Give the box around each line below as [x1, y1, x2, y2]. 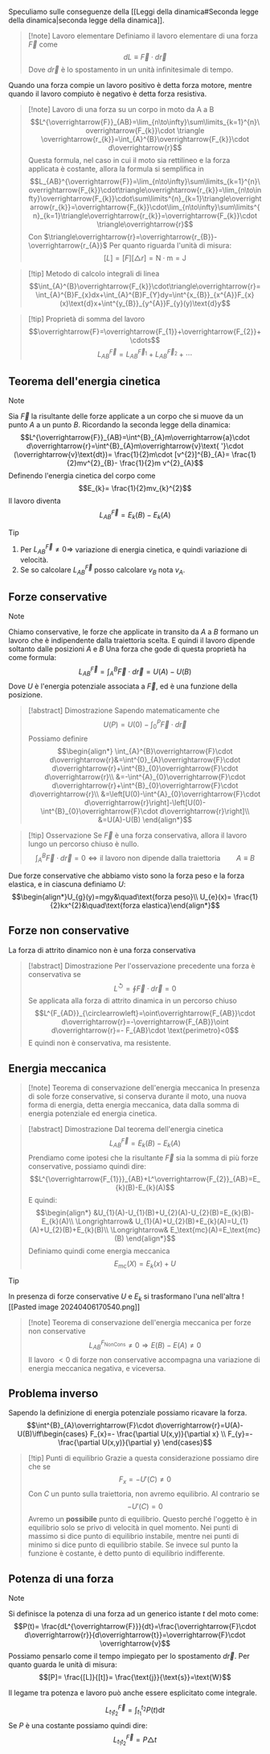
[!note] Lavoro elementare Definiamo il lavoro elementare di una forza [27, 31, 259, 40]
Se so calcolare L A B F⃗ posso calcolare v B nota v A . [19, 563, 186, 576]
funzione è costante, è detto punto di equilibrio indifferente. [27, 1548, 225, 1558]
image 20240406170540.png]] [38, 1302, 141, 1312]
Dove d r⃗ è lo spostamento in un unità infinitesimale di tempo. [27, 64, 234, 74]
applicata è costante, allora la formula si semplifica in [27, 164, 205, 173]
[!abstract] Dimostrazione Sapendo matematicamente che [27, 705, 220, 715]
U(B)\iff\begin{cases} [17, 1429, 88, 1439]
